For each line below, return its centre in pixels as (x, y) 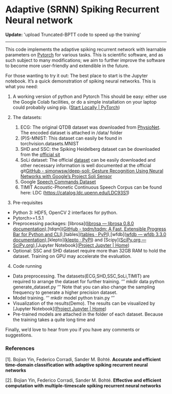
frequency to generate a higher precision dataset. (65, 292)
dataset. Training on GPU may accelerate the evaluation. (72, 256)
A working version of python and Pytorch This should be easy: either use (90, 96)
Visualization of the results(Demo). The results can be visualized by (84, 303)
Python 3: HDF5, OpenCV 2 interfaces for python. (65, 212)
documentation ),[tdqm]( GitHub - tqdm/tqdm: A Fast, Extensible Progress (89, 229)
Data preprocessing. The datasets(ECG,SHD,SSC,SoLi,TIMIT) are (81, 276)
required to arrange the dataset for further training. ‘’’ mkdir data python (89, 281)
